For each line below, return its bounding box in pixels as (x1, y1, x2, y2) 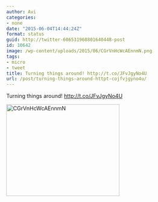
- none (6, 20, 23, 26)
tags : (6, 54, 20, 60)
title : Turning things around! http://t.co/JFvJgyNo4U (6, 70, 147, 76)
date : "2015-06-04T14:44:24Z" (6, 25, 83, 32)
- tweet (6, 64, 26, 71)
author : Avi (6, 8, 36, 15)
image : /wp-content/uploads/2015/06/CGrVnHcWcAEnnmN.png (6, 48, 153, 54)
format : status (6, 31, 45, 37)
